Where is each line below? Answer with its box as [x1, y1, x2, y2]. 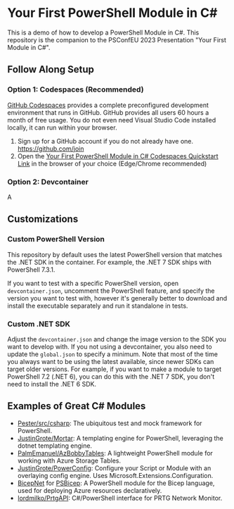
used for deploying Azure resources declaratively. [17, 486, 162, 494]
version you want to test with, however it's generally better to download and [7, 294, 227, 302]
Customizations [7, 213, 79, 225]
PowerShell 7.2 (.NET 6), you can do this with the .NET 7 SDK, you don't [7, 372, 215, 381]
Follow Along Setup [7, 63, 95, 75]
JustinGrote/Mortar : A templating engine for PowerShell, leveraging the [17, 434, 223, 442]
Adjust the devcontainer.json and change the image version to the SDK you [7, 334, 227, 343]
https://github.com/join [17, 144, 84, 153]
